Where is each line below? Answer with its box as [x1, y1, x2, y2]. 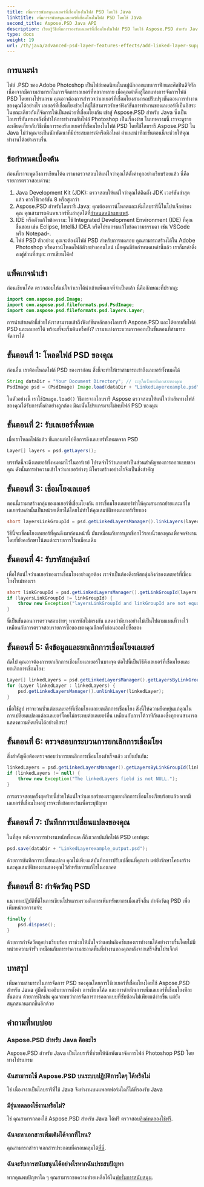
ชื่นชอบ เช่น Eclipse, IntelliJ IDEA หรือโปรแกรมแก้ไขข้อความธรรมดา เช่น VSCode [15, 222, 190, 230]
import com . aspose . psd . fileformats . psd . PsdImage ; [7, 302, 135, 308]
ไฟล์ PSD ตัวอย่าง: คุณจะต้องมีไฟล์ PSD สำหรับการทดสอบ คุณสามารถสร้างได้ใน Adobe [15, 236, 196, 244]
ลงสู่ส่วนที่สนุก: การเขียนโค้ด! [15, 250, 74, 258]
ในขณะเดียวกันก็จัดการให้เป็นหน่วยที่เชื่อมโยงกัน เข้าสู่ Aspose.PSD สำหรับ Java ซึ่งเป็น [7, 109, 187, 116]
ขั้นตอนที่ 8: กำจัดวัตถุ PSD [7, 881, 91, 891]
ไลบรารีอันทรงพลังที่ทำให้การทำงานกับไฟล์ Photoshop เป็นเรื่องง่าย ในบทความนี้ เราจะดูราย [7, 115, 192, 122]
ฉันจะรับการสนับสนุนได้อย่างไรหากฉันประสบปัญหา [7, 1160, 123, 1168]
